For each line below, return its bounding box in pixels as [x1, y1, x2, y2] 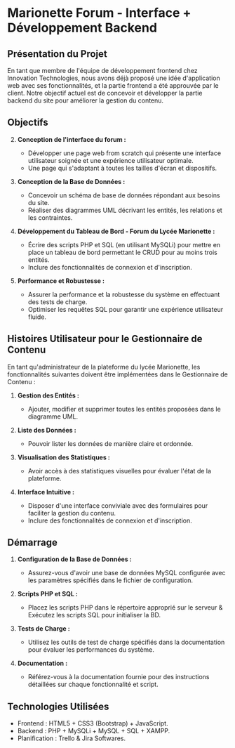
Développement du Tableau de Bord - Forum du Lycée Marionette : [17, 227, 215, 235]
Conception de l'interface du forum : [17, 135, 126, 143]
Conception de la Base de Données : [17, 177, 126, 185]
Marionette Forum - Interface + [7, 5, 192, 21]
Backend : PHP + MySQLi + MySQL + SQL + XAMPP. [17, 727, 170, 735]
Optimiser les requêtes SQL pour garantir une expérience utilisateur [27, 305, 223, 313]
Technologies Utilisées [7, 700, 109, 712]
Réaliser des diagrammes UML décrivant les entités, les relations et [27, 206, 222, 214]
